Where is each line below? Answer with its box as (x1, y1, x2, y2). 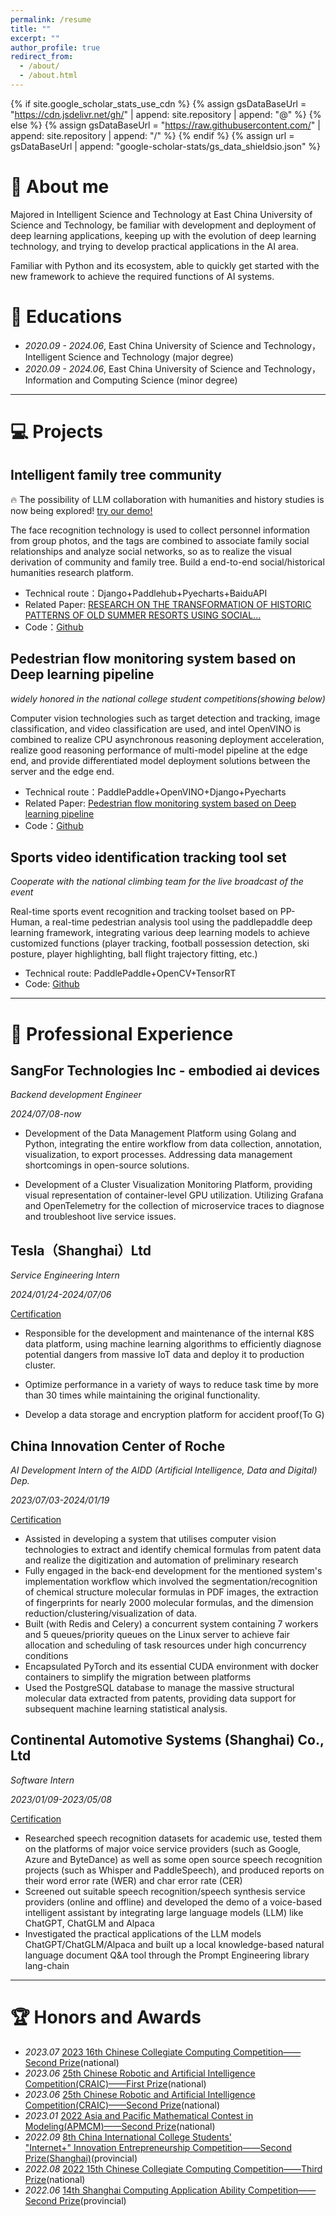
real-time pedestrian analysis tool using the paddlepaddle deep (51, 916, 313, 928)
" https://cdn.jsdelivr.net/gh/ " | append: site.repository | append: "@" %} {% (10, 108, 322, 120)
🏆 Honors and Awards (10, 2006, 202, 2028)
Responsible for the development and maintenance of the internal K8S (24, 1327, 315, 1340)
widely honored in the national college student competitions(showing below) (10, 692, 326, 705)
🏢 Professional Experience (10, 1022, 234, 1045)
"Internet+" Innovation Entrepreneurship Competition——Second (24, 2141, 292, 2153)
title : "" (10, 24, 52, 34)
